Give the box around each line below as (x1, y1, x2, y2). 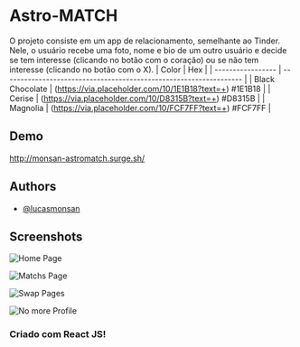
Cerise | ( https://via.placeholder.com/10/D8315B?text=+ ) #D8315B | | (9, 92, 266, 104)
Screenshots (9, 229, 83, 244)
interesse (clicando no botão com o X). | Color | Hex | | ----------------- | (9, 64, 282, 75)
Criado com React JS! (9, 328, 107, 341)
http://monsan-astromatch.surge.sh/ (9, 153, 145, 164)
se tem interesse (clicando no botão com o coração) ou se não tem (9, 54, 259, 65)
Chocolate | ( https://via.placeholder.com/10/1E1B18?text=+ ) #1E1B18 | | (9, 83, 271, 94)
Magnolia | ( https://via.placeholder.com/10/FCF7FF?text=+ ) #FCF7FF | (9, 102, 271, 113)
